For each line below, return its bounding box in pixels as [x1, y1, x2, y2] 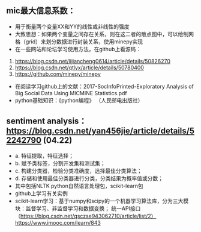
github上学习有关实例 [14, 189, 68, 197]
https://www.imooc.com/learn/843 [14, 219, 101, 226]
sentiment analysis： [6, 116, 87, 127]
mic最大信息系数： [6, 5, 76, 16]
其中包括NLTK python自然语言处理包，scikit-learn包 [14, 182, 144, 189]
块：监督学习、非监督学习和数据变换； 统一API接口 [14, 204, 141, 212]
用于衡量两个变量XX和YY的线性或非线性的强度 [14, 23, 130, 30]
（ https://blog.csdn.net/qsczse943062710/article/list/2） [14, 212, 157, 219]
